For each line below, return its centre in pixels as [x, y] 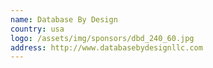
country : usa [37, 29]
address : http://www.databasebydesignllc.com [106, 47]
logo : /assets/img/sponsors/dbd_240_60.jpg [102, 38]
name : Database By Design [64, 19]
